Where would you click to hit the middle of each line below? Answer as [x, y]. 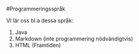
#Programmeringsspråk [36, 9]
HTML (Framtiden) [38, 45]
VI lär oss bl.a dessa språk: [40, 20]
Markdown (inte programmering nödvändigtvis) [74, 39]
